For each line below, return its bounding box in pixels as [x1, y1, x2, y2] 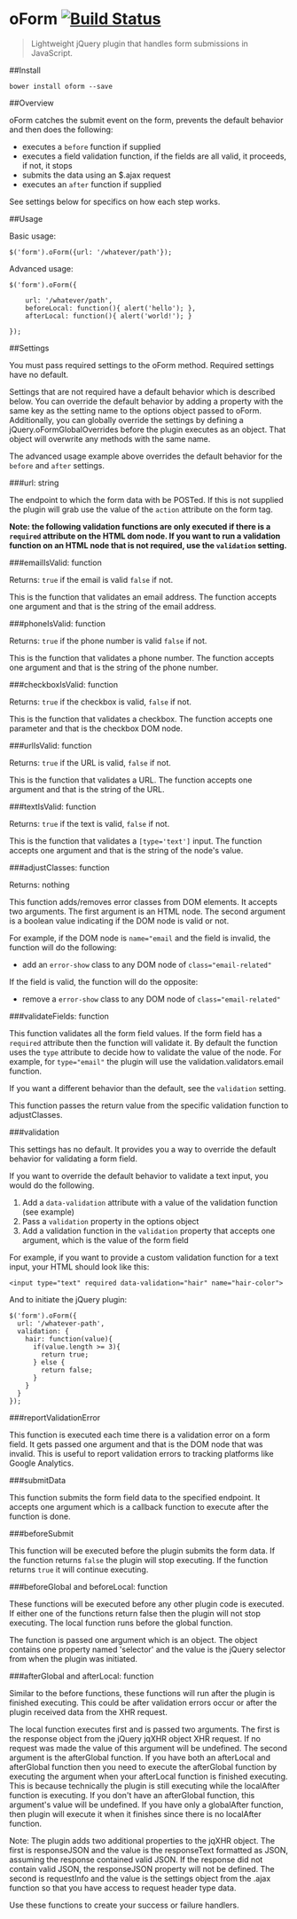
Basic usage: [9, 231, 57, 241]
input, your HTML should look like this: [9, 1261, 150, 1272]
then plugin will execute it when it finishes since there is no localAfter [9, 1808, 262, 1819]
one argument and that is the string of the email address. [9, 601, 217, 611]
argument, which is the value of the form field [21, 1234, 189, 1246]
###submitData [9, 1475, 66, 1485]
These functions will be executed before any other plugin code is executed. [9, 1598, 285, 1609]
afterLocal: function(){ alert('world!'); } [25, 311, 192, 320]
